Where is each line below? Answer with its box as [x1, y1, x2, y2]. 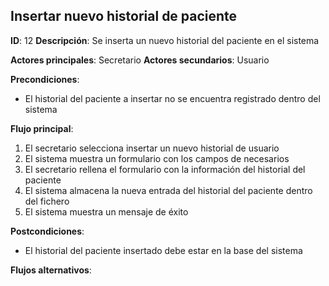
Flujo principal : [10, 122, 74, 134]
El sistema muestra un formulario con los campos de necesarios [24, 152, 290, 164]
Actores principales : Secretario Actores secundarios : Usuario [10, 54, 270, 66]
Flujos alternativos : [10, 264, 92, 276]
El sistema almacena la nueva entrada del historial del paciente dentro [24, 184, 313, 196]
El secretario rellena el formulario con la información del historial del [24, 163, 306, 175]
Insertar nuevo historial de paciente [10, 8, 238, 25]
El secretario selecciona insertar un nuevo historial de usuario [24, 142, 280, 154]
